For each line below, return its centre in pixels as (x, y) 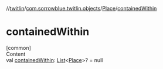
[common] (18, 48)
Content (16, 54)
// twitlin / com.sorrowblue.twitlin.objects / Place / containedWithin (81, 8)
